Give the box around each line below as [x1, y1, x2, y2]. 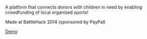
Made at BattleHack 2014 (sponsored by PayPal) [5, 19, 106, 25]
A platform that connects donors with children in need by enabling [5, 4, 142, 10]
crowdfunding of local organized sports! [5, 9, 89, 15]
